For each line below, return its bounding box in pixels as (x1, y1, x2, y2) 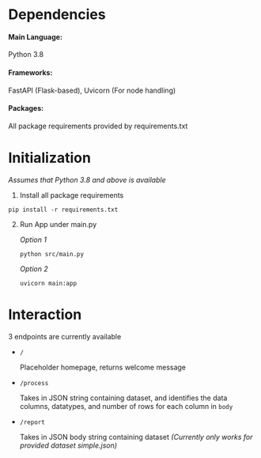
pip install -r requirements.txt (8, 206, 119, 214)
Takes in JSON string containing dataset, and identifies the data (19, 393, 228, 403)
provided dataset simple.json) (19, 441, 117, 450)
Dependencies (8, 6, 106, 24)
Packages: (8, 104, 44, 113)
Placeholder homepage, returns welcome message (19, 362, 187, 372)
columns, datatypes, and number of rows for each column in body (19, 401, 233, 411)
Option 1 (19, 235, 47, 244)
